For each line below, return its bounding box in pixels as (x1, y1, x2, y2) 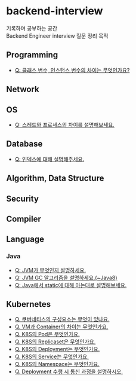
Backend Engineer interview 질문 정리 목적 (6, 32, 109, 39)
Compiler (6, 214, 42, 224)
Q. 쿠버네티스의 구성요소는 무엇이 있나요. (14, 316, 110, 323)
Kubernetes (6, 299, 51, 309)
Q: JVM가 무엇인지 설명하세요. (14, 266, 86, 273)
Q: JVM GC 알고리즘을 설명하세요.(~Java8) (14, 274, 118, 281)
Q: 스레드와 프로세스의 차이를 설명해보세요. (14, 121, 115, 128)
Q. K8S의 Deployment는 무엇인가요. (14, 346, 100, 353)
